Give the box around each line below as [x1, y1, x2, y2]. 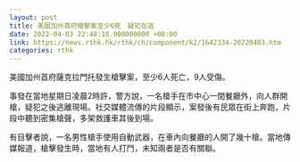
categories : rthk [9, 46, 74, 55]
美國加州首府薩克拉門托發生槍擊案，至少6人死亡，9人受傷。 [9, 72, 230, 83]
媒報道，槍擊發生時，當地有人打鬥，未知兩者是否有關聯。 [9, 143, 221, 154]
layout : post [9, 12, 58, 22]
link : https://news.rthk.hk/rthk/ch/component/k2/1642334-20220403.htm [9, 37, 281, 47]
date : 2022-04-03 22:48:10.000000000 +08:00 [9, 29, 178, 38]
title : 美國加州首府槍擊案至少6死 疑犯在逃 [9, 21, 154, 30]
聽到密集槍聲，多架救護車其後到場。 [24, 113, 158, 124]
